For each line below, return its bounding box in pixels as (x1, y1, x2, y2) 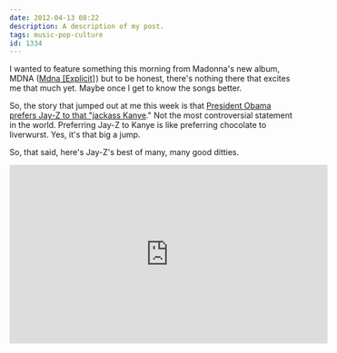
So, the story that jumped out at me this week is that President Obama (9, 101, 272, 112)
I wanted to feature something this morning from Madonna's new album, (9, 64, 280, 74)
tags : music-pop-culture (9, 30, 104, 39)
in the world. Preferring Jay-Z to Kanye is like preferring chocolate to (9, 120, 267, 131)
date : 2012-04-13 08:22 (9, 13, 100, 23)
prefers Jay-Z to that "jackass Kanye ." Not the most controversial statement (9, 110, 293, 121)
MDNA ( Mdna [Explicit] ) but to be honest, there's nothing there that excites (9, 74, 291, 84)
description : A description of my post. (9, 22, 165, 31)
